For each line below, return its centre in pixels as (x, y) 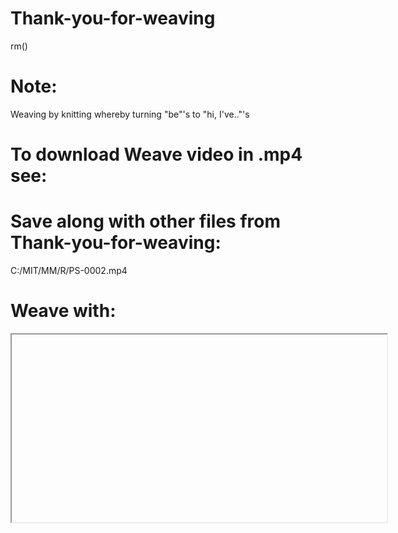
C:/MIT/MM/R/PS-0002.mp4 (69, 270)
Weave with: (63, 311)
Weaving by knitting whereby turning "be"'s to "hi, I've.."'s (130, 114)
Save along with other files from (146, 221)
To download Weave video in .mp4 (156, 154)
